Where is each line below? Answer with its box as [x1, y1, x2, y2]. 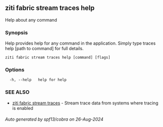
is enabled [12, 105, 33, 111]
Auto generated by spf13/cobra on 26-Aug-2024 [5, 116, 104, 122]
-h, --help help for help [9, 77, 67, 82]
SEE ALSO [5, 89, 30, 96]
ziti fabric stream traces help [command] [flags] [5, 55, 111, 60]
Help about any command [5, 17, 57, 23]
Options [5, 66, 24, 73]
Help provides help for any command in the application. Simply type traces [5, 40, 156, 46]
